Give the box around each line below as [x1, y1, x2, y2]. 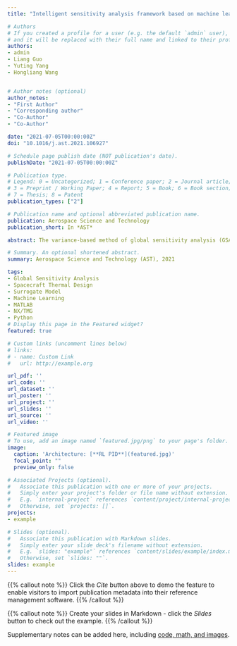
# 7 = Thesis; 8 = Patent [7, 192, 83, 199]
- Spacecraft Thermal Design [7, 281, 93, 289]
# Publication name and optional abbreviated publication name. [7, 211, 200, 218]
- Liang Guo [7, 56, 42, 63]
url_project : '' [7, 399, 55, 406]
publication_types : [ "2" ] [7, 198, 83, 205]
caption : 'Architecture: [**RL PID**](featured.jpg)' [13, 451, 175, 458]
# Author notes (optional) [7, 87, 87, 95]
